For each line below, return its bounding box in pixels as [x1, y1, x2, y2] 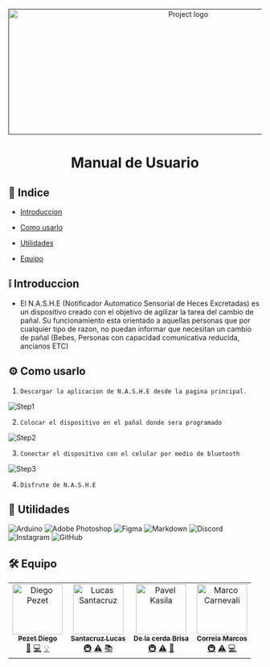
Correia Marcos [196, 634, 247, 644]
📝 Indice [8, 186, 50, 200]
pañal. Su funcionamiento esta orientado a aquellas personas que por [19, 315, 251, 325]
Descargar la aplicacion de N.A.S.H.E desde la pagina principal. [19, 387, 247, 395]
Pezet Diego [18, 634, 58, 644]
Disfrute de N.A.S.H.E [19, 480, 96, 489]
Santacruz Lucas [71, 634, 126, 644]
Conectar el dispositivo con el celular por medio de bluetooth [19, 450, 240, 458]
